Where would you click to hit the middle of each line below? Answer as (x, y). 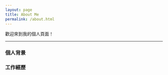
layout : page (19, 10)
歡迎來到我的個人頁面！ (29, 34)
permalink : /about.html (30, 19)
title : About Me (22, 14)
